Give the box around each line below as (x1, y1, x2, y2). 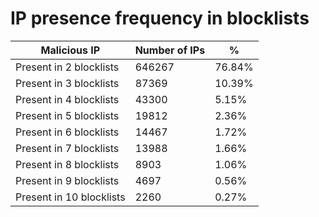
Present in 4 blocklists (15, 92, 120, 106)
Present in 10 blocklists (15, 190, 126, 204)
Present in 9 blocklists (15, 173, 120, 187)
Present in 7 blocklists (15, 141, 120, 155)
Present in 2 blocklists (15, 60, 120, 74)
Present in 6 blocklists (15, 125, 120, 139)
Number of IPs (134, 43, 206, 57)
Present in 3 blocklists (15, 76, 120, 90)
